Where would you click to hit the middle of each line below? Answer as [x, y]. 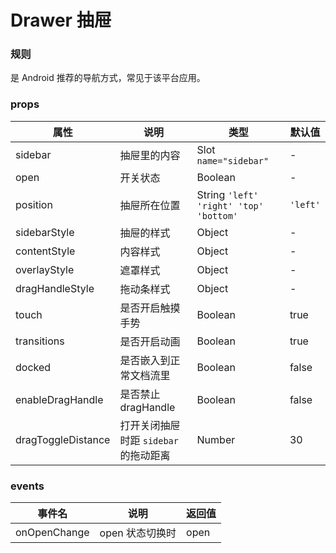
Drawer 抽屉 [61, 20]
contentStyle [45, 251]
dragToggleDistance [63, 439]
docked [33, 367]
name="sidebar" [233, 160]
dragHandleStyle [55, 288]
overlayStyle [45, 269]
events [27, 486]
